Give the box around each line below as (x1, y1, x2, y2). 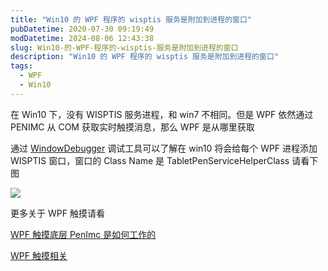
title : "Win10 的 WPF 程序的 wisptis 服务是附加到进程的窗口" (10, 14, 252, 25)
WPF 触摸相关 (10, 249, 68, 261)
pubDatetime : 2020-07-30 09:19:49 (10, 24, 155, 34)
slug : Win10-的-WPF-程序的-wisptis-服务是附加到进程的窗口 (10, 42, 239, 53)
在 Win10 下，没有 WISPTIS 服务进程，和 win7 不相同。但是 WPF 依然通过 (10, 108, 314, 120)
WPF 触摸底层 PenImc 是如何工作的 (10, 228, 157, 240)
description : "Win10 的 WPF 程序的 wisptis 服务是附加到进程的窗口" (10, 52, 279, 62)
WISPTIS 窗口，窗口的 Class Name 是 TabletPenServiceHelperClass (10, 154, 290, 166)
